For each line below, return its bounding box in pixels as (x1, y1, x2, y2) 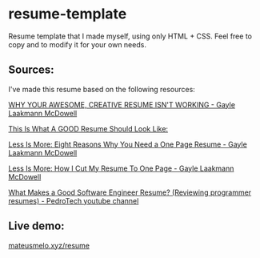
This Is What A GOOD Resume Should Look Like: (8, 123, 169, 133)
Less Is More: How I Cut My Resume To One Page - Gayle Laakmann (8, 163, 234, 173)
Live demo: (8, 220, 66, 233)
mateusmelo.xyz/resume (8, 240, 90, 250)
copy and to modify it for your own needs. (8, 39, 146, 49)
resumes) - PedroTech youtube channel (8, 196, 139, 205)
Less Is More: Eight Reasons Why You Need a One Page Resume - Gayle (8, 139, 248, 149)
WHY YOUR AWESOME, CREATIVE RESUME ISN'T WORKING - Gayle (8, 99, 236, 109)
